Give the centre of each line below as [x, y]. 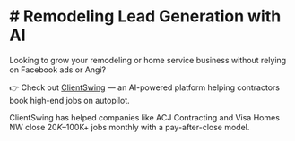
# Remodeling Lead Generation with [145, 17]
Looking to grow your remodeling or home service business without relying [148, 60]
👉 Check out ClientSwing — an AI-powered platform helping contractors [145, 87]
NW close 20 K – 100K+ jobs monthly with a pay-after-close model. [130, 127]
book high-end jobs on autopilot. [69, 100]
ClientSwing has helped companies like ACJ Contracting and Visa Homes [145, 117]
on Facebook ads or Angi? [57, 70]
